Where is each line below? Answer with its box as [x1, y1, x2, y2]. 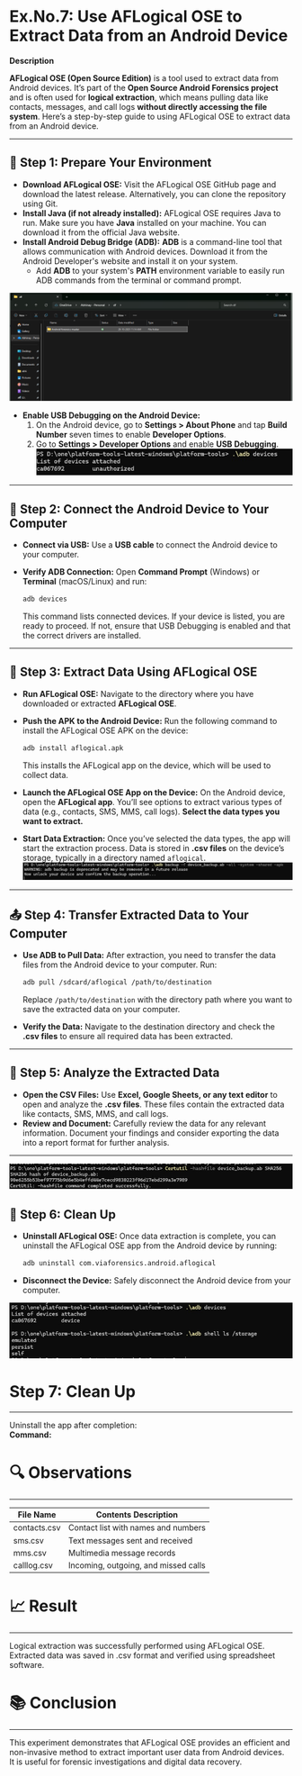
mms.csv [13, 1547, 47, 1558]
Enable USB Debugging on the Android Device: [22, 410, 200, 421]
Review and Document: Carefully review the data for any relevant [22, 1118, 267, 1128]
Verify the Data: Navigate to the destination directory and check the [22, 1020, 276, 1032]
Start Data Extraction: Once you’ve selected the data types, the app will [22, 833, 290, 844]
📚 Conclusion [9, 1692, 117, 1713]
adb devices [22, 594, 67, 604]
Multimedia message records [68, 1547, 176, 1558]
